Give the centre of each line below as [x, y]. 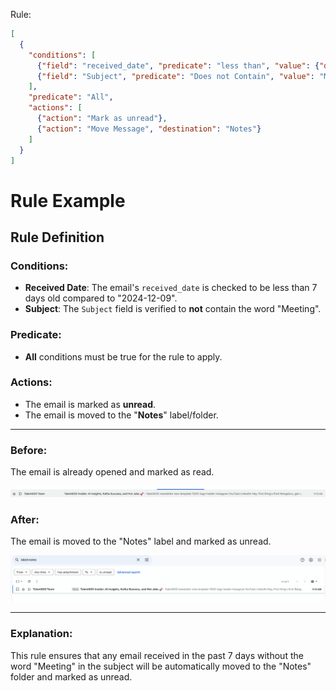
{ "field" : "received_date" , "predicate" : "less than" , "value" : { [178, 65]
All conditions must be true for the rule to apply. [123, 356]
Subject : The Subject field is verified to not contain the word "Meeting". [173, 309]
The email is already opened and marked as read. [112, 472]
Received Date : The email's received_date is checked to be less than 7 [171, 288]
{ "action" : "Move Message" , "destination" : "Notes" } [149, 129]
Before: [29, 450]
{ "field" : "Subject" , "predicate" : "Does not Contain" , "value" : [175, 76]
